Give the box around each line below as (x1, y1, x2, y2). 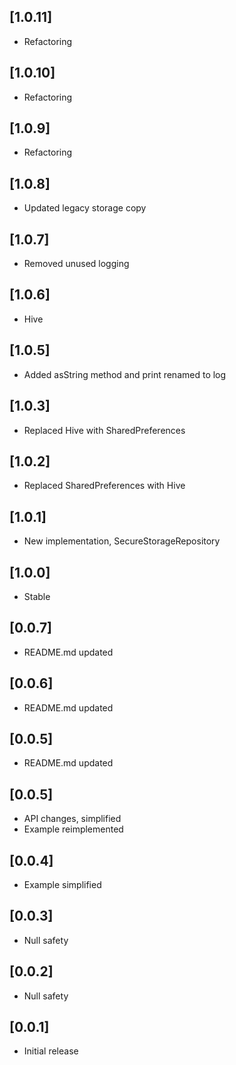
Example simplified (23, 879, 102, 890)
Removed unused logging (23, 258, 130, 270)
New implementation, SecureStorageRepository (23, 535, 221, 547)
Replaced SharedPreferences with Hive (23, 480, 186, 492)
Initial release (23, 1045, 79, 1057)
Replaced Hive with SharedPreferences (23, 424, 186, 436)
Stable (23, 590, 51, 602)
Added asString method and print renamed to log (23, 368, 227, 380)
